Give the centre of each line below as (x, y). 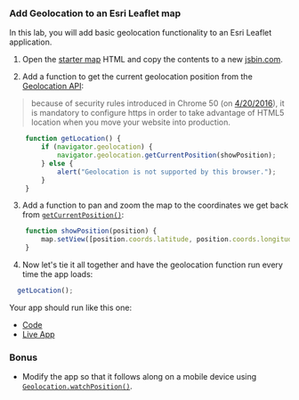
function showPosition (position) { (91, 231)
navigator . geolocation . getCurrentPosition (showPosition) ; (166, 155)
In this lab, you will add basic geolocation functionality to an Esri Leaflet (141, 33)
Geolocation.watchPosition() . (77, 387)
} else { (57, 163)
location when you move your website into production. (131, 122)
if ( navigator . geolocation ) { (97, 147)
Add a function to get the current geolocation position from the (137, 77)
